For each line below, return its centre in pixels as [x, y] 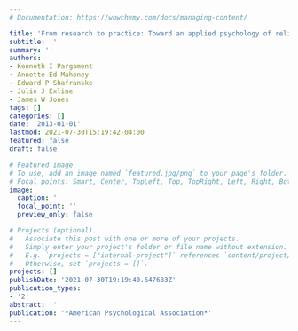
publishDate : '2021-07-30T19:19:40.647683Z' [93, 280]
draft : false [33, 149]
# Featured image [41, 165]
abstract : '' [33, 304]
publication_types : [45, 288]
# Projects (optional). [53, 231]
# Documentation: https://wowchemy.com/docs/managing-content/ [129, 17]
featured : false [39, 141]
